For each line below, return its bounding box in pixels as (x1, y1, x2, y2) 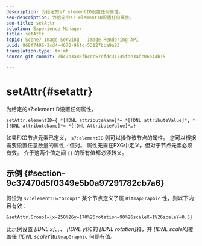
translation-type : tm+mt (6, 48, 69, 54)
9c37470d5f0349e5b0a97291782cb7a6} (6, 178, 165, 188)
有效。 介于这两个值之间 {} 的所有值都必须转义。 (6, 149, 128, 156)
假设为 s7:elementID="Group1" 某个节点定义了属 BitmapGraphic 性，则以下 (6, 195, 189, 202)
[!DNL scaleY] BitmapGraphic (17, 233, 88, 241)
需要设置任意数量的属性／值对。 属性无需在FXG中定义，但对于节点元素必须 (6, 141, 193, 149)
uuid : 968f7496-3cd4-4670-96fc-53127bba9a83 (6, 43, 120, 49)
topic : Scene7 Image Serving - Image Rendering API (6, 37, 139, 43)
